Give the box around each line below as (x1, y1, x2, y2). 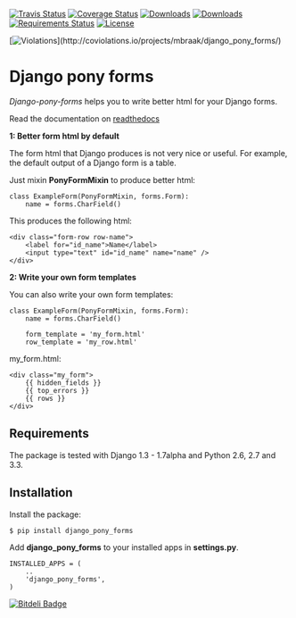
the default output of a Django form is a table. (9, 157, 177, 168)
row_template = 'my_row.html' (25, 338, 138, 347)
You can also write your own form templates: (9, 288, 174, 299)
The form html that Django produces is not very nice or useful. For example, (9, 147, 288, 158)
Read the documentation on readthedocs (9, 113, 160, 124)
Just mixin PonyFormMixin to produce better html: (9, 174, 196, 185)
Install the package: (9, 509, 82, 520)
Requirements (9, 426, 89, 441)
